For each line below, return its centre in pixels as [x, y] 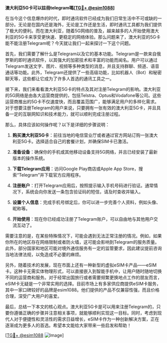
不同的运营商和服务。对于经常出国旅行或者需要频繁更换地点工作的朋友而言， [83, 277]
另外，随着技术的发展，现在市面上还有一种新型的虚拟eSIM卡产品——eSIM [81, 265]
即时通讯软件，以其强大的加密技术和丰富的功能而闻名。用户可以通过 [88, 60]
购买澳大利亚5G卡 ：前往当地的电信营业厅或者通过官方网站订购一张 [81, 135]
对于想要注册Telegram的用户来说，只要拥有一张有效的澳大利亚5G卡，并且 [81, 108]
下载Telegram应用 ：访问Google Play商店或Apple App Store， [76, 169]
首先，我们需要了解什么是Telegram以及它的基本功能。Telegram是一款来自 [81, 54]
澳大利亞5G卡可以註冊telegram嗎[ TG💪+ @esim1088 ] [60, 8]
